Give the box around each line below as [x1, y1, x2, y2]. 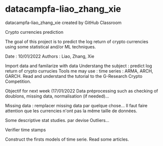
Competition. [5, 78, 31, 84]
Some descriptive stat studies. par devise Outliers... [5, 117, 109, 123]
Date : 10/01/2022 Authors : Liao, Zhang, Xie [5, 53, 95, 59]
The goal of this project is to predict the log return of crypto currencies [5, 38, 149, 45]
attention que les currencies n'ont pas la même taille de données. [5, 108, 137, 114]
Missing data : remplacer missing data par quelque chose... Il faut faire [5, 102, 148, 108]
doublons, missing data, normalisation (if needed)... [5, 93, 109, 99]
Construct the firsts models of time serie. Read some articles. [5, 136, 129, 142]
